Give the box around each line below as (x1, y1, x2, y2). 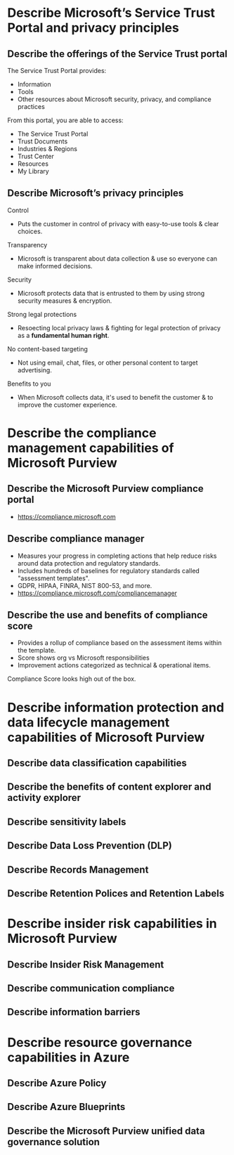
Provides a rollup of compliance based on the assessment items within (17, 639, 222, 647)
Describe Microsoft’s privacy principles (7, 188, 184, 200)
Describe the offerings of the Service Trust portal (7, 48, 228, 60)
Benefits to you (7, 379, 51, 388)
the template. (17, 646, 56, 655)
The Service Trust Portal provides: (7, 67, 107, 74)
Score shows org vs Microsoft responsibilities (17, 653, 150, 662)
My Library (17, 167, 49, 175)
